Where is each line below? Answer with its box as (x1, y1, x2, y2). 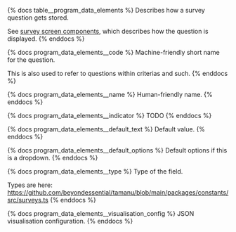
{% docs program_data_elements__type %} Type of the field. (7, 167, 183, 175)
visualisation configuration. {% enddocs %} (7, 217, 133, 225)
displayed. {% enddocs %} (7, 34, 85, 43)
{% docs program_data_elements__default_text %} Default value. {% (7, 125, 206, 133)
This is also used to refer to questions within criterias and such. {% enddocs (7, 70, 228, 77)
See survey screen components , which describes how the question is (7, 27, 209, 35)
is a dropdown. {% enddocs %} (7, 154, 98, 162)
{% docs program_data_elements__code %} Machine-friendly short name (7, 49, 220, 56)
